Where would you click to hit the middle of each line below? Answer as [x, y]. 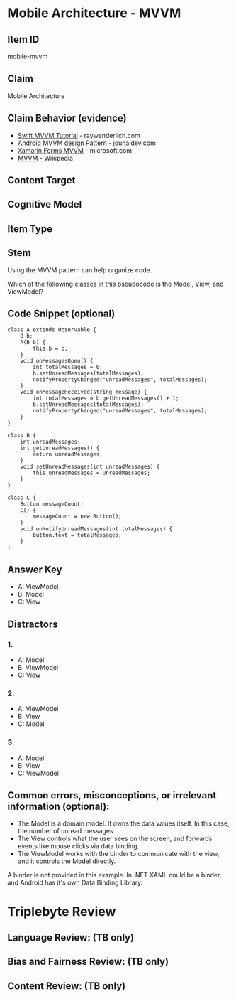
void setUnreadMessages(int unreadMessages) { [90, 467]
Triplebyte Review [62, 911]
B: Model [31, 594]
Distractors [33, 624]
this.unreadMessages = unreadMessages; [92, 473]
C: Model [31, 724]
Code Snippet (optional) [61, 314]
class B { [22, 436]
